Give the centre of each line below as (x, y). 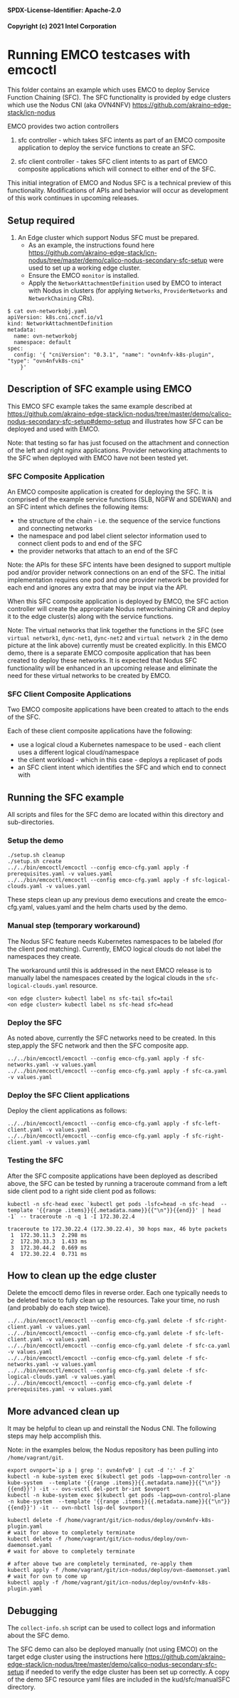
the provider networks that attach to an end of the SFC (98, 551)
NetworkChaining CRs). (61, 298)
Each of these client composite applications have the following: (100, 731)
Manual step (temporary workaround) (74, 926)
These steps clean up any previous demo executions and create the (107, 900)
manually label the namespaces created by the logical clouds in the (106, 978)
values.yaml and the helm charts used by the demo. (112, 907)
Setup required (41, 220)
